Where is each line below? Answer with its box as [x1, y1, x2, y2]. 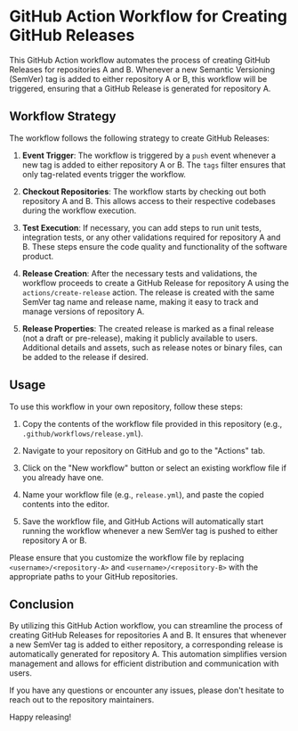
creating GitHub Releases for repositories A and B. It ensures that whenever [9, 630, 287, 641]
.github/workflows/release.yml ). [21, 428, 144, 439]
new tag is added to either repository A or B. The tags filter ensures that [21, 159, 286, 170]
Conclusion [9, 596, 75, 612]
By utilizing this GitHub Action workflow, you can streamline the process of [9, 620, 283, 631]
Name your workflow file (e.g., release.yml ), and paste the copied [21, 489, 264, 500]
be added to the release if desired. [21, 351, 149, 362]
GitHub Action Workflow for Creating [9, 6, 287, 27]
